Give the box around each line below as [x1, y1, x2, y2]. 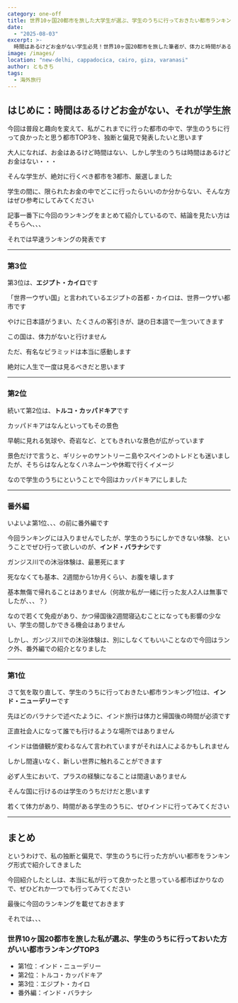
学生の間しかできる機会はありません [19, 620, 125, 629]
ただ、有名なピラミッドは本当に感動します [7, 348, 132, 356]
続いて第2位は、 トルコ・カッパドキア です [7, 406, 130, 414]
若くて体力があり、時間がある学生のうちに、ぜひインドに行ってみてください [7, 802, 230, 811]
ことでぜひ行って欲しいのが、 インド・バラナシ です [13, 543, 162, 551]
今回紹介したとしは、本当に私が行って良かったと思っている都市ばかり [7, 875, 212, 884]
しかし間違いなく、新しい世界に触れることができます [7, 757, 163, 766]
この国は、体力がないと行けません [7, 332, 107, 341]
